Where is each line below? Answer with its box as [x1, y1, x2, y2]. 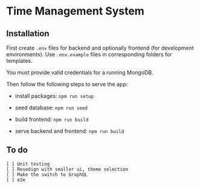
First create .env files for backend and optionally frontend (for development [6, 44, 195, 51]
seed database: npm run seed [15, 104, 88, 111]
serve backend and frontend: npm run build [15, 128, 124, 134]
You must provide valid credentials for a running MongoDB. [6, 69, 153, 76]
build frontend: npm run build [15, 116, 89, 123]
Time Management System [6, 4, 145, 18]
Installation [6, 28, 50, 39]
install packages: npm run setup [15, 92, 94, 99]
